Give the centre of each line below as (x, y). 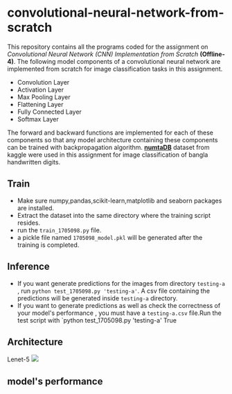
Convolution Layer (43, 82)
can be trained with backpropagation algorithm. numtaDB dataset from (108, 147)
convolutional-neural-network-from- (116, 13)
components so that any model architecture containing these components (113, 139)
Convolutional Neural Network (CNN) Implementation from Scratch (103, 54)
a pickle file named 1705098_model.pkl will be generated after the (110, 237)
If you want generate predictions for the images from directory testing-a (121, 283)
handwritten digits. (34, 162)
